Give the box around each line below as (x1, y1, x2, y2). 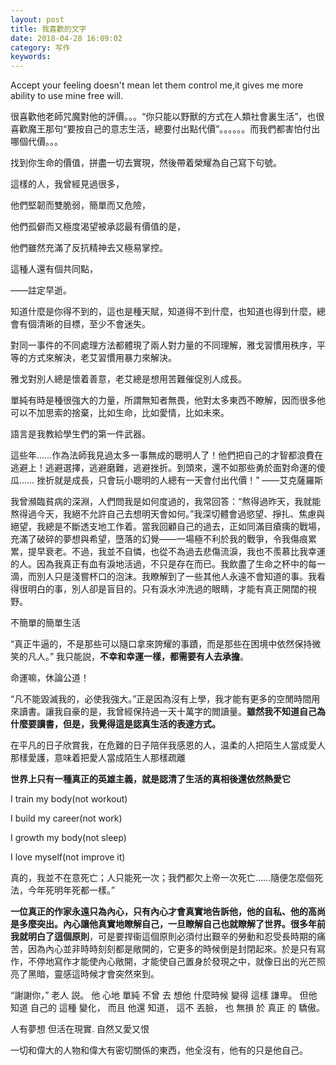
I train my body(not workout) (10, 793, 128, 805)
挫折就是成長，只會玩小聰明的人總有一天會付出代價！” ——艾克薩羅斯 (36, 474, 324, 486)
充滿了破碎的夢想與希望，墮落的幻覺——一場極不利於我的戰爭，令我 (10, 533, 291, 545)
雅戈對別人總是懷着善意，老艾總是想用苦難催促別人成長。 (10, 373, 247, 385)
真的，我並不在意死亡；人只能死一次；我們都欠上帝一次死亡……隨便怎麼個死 (10, 872, 324, 884)
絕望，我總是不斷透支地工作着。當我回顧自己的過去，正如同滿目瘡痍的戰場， (10, 521, 326, 533)
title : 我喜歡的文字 (10, 24, 87, 34)
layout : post (10, 14, 65, 25)
